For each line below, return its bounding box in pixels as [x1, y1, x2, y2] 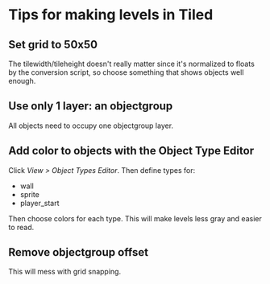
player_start [19, 198, 60, 208]
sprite [19, 189, 40, 199]
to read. [8, 222, 35, 232]
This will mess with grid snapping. [8, 267, 122, 277]
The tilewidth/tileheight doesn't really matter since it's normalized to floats [8, 59, 255, 68]
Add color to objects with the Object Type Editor [8, 144, 255, 158]
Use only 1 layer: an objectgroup [8, 99, 173, 113]
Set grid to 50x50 [8, 38, 98, 51]
